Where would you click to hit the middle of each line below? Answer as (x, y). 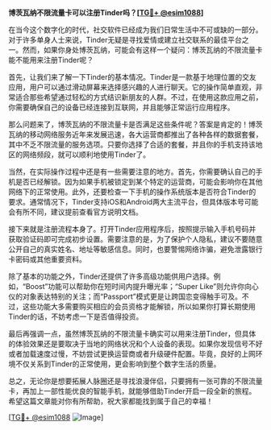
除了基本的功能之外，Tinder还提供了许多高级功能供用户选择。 (111, 276)
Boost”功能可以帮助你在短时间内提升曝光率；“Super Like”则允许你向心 (142, 286)
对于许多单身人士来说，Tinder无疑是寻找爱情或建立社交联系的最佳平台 (125, 40)
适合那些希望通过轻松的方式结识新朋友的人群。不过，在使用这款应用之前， (139, 97)
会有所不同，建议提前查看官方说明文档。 (75, 212)
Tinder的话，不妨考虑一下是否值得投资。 (76, 316)
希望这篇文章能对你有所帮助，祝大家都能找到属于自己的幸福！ (111, 401)
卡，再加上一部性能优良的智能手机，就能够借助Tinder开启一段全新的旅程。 (132, 391)
